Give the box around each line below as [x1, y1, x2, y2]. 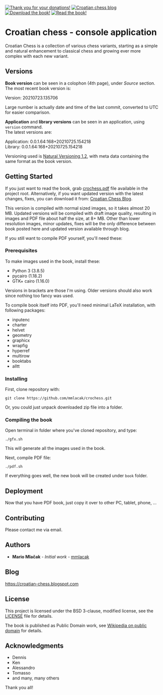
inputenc [12, 317, 30, 322]
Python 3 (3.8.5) [12, 267, 45, 273]
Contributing [5, 514, 45, 522]
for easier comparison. [5, 109, 51, 115]
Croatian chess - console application [5, 27, 157, 38]
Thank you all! [5, 685, 33, 691]
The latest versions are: [5, 129, 53, 135]
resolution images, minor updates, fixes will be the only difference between [5, 220, 156, 226]
